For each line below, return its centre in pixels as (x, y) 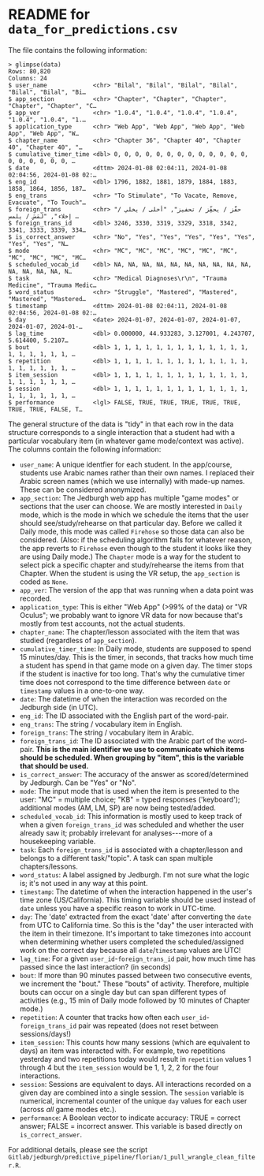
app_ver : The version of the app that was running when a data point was (136, 590)
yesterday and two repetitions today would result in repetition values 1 (135, 1059)
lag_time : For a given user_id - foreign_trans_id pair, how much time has (138, 958)
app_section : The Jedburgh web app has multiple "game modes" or (129, 497)
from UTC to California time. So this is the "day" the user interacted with (136, 925)
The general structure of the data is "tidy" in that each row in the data (121, 424)
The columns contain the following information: (85, 449)
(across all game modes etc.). (68, 1109)
